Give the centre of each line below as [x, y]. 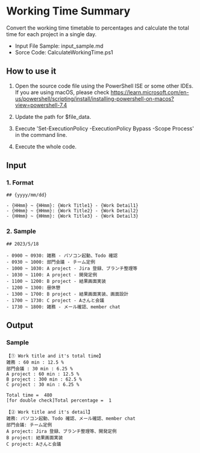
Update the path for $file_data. [53, 116]
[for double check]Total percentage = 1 [59, 401]
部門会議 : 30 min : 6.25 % [40, 369]
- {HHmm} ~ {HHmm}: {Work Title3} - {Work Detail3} [72, 216]
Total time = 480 [29, 395]
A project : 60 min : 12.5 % [43, 374]
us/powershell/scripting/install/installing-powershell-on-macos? [95, 98]
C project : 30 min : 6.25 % [43, 385]
